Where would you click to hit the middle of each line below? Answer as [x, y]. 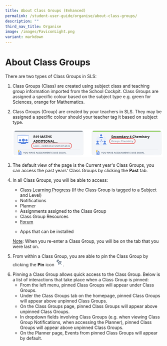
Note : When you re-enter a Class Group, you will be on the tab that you [85, 241]
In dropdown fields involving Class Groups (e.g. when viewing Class [90, 317]
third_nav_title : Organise [33, 27]
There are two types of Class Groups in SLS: [51, 76]
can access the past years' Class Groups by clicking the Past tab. [80, 170]
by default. [31, 338]
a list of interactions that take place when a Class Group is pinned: [80, 279]
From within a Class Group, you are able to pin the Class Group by [80, 256]
